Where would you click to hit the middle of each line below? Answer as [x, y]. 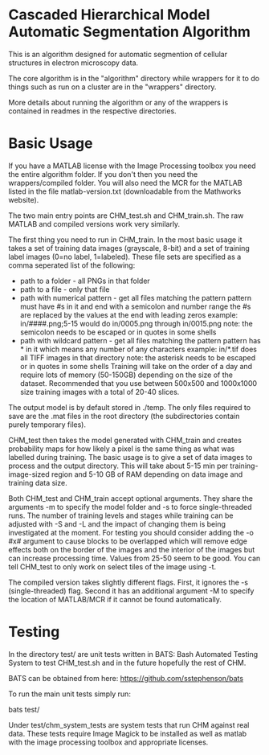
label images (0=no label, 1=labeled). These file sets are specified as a [125, 256]
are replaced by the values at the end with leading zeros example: [129, 314]
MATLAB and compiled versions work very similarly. [94, 224]
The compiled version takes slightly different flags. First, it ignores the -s [128, 582]
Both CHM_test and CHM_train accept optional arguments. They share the [131, 498]
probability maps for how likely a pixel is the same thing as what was [122, 449]
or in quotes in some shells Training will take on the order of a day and [136, 366]
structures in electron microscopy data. [73, 63]
